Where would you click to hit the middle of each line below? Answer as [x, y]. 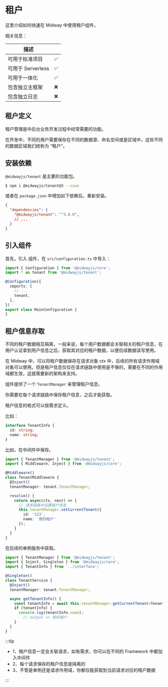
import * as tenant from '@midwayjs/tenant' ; [53, 273]
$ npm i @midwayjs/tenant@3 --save [42, 186]
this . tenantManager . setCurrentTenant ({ [60, 510]
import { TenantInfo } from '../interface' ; [52, 567]
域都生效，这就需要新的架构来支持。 [42, 374]
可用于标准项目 [25, 59]
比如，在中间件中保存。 [29, 450]
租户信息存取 [25, 331]
